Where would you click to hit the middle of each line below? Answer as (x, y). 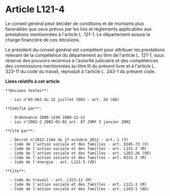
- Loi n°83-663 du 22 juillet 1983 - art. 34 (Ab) (65, 100)
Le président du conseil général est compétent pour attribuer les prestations (85, 50)
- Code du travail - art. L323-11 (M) (51, 180)
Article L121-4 (35, 9)
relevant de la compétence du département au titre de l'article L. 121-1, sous (85, 55)
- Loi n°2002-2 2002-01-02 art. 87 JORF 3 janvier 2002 (70, 122)
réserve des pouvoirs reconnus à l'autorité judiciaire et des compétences (82, 60)
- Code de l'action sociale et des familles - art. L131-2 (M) (78, 149)
